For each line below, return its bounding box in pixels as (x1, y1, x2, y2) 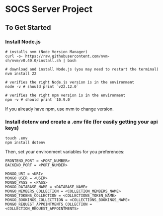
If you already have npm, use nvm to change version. (5, 106, 114, 112)
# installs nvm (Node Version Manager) (5, 49, 88, 54)
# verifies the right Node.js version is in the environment (5, 79, 135, 85)
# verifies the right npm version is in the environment (5, 93, 126, 98)
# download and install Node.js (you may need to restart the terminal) (5, 67, 159, 72)
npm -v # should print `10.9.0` (5, 97, 72, 102)
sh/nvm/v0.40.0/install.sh (5, 58, 61, 63)
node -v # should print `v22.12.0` (5, 84, 79, 89)
